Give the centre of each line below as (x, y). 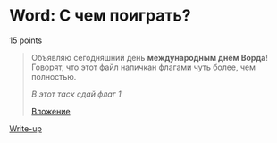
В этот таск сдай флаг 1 (76, 94)
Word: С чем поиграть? (100, 16)
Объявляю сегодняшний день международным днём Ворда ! (149, 57)
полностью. (54, 76)
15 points (26, 40)
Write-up (26, 128)
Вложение (50, 111)
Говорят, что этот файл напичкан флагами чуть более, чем (143, 67)
